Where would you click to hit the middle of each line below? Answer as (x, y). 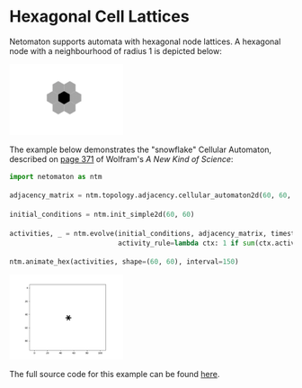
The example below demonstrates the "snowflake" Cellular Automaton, (141, 149)
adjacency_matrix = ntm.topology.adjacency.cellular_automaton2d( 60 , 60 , (151, 195)
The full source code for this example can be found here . (115, 374)
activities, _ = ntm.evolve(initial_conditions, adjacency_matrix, (138, 233)
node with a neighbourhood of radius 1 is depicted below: (115, 50)
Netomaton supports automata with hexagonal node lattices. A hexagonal (145, 41)
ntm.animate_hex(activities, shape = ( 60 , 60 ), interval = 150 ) (124, 262)
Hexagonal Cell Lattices (100, 17)
